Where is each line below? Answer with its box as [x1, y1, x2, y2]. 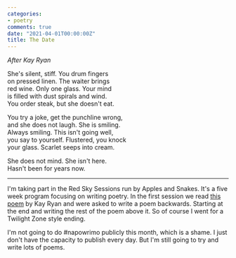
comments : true [7, 23, 52, 30]
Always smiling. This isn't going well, [7, 128, 114, 137]
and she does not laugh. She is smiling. [7, 121, 121, 129]
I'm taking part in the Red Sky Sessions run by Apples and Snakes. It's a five [7, 185, 228, 193]
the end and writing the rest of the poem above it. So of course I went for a [7, 207, 223, 216]
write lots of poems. [7, 243, 65, 252]
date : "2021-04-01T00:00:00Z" [7, 30, 96, 37]
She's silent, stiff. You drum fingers [7, 70, 109, 78]
